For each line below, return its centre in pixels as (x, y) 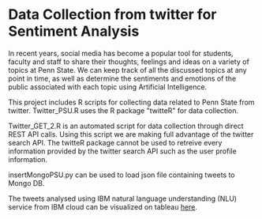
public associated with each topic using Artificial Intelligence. (108, 87)
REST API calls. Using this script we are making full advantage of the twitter (131, 134)
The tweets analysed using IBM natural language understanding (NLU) (123, 198)
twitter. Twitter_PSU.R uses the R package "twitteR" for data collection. (124, 110)
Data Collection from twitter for (112, 15)
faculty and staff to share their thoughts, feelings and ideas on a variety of (129, 62)
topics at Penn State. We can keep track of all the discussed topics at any (127, 70)
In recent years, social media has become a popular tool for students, (121, 53)
